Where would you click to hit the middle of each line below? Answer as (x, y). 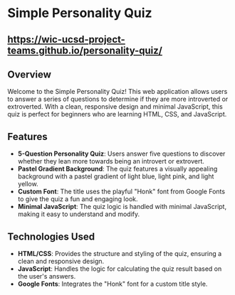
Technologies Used (51, 236)
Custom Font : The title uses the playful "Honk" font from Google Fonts (121, 192)
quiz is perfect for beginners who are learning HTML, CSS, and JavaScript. (117, 114)
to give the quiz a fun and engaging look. (78, 199)
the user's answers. (47, 277)
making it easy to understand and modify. (79, 214)
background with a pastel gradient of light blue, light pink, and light (116, 176)
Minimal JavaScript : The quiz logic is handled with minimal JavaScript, (122, 207)
